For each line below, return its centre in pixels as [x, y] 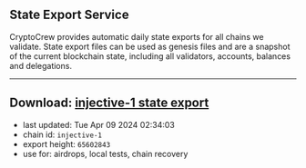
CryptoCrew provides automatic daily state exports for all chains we [137, 36]
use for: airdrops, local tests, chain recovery [105, 153]
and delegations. [41, 65]
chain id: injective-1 [62, 134]
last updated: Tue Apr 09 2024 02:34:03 [98, 124]
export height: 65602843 [66, 143]
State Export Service [69, 15]
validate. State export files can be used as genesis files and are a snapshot [150, 46]
